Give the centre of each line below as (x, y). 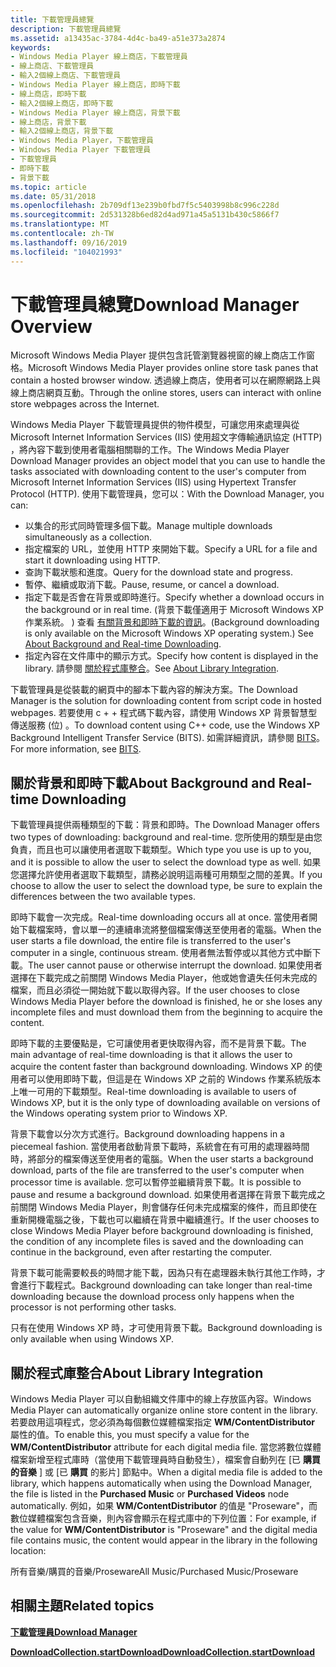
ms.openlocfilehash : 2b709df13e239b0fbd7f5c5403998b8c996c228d (145, 206)
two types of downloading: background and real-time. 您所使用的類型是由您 (166, 837)
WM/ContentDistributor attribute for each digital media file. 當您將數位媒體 (166, 1447)
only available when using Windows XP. (92, 1339)
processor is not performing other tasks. (93, 1307)
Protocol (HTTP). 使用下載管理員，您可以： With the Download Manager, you (167, 494)
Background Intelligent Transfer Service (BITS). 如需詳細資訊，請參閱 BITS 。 (167, 738)
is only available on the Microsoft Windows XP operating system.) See (169, 633)
